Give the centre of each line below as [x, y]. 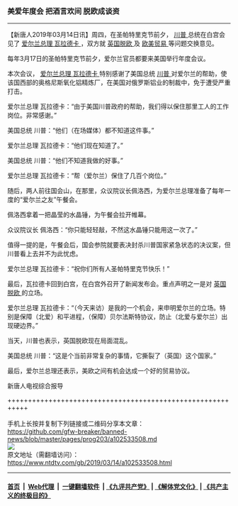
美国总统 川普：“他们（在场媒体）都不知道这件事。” [81, 131]
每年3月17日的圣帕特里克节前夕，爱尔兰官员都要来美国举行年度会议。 [109, 59]
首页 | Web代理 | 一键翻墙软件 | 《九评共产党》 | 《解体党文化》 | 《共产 [115, 486]
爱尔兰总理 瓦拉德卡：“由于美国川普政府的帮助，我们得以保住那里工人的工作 [118, 106]
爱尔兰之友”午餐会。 [52, 199]
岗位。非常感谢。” [32, 116]
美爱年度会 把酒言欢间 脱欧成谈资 [64, 11]
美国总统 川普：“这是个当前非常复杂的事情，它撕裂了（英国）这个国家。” [112, 356]
